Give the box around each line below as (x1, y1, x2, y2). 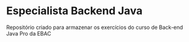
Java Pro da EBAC (6, 30, 51, 37)
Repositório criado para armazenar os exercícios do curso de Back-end (6, 24, 184, 31)
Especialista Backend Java (6, 4, 143, 18)
